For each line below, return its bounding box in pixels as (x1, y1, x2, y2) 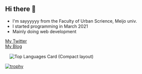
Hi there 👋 (5, 5, 36, 13)
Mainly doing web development (12, 28, 77, 35)
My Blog (5, 43, 22, 49)
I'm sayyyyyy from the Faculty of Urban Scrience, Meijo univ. (12, 18, 137, 24)
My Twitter (5, 38, 27, 44)
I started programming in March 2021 (12, 23, 88, 29)
